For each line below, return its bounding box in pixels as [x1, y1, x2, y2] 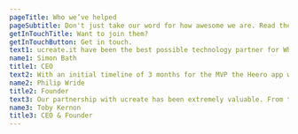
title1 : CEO [9, 63, 53, 71]
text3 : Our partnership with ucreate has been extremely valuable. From [9, 94, 284, 104]
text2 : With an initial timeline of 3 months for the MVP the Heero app [9, 71, 284, 79]
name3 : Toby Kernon [9, 103, 82, 112]
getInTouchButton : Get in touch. [9, 37, 133, 47]
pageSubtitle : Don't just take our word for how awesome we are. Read [9, 21, 276, 30]
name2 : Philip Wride [9, 78, 86, 87]
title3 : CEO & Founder [9, 111, 93, 120]
